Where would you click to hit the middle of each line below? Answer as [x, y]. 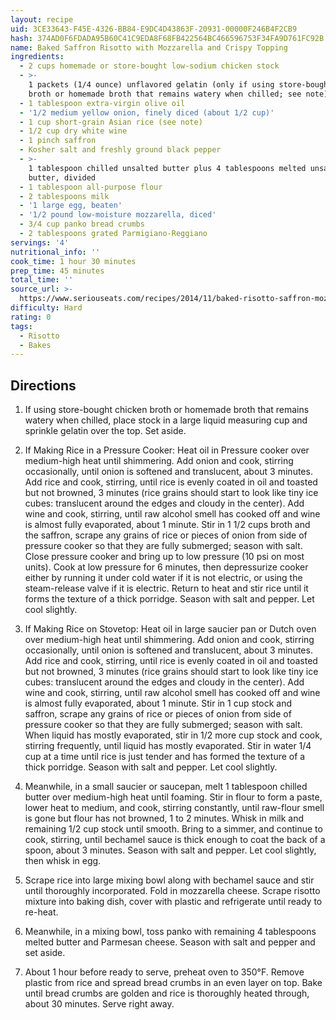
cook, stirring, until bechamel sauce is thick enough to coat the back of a [175, 840]
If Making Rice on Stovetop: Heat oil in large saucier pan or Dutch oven [170, 629]
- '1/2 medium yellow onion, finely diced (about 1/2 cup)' [147, 112]
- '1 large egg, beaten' [71, 206]
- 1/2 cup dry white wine [73, 131]
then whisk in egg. [63, 861]
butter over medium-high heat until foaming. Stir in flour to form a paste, [173, 797]
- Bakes [35, 345]
